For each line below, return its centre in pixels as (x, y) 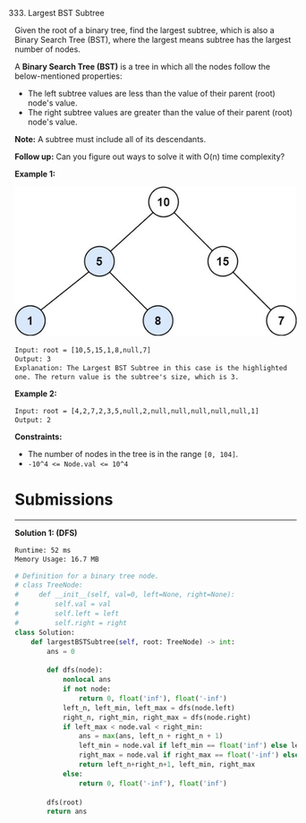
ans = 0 (61, 651)
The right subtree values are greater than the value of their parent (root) (160, 112)
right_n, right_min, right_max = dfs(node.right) (157, 717)
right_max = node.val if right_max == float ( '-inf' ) (179, 755)
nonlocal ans (86, 680)
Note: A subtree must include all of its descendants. (110, 139)
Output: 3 (33, 359)
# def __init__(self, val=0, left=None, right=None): (125, 595)
